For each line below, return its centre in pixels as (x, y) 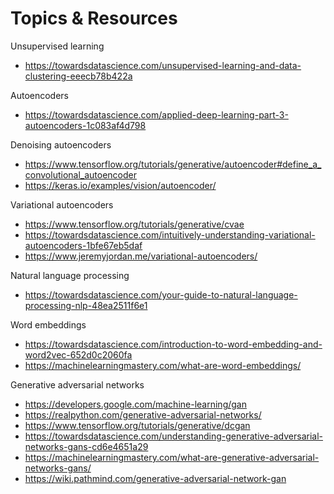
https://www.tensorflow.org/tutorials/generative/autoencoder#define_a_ (173, 164)
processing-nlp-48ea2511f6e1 (86, 305)
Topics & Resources (94, 18)
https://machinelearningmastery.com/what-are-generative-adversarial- (172, 457)
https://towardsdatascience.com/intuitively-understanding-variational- (170, 234)
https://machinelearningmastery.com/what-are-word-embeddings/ (163, 365)
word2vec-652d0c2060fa (78, 354)
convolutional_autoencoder (80, 174)
